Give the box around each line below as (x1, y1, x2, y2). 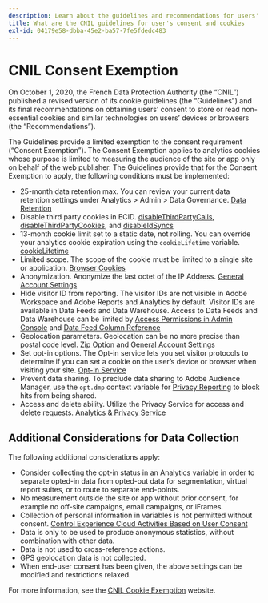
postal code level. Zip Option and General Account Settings (19, 340, 216, 349)
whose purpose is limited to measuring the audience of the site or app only (8, 154, 256, 164)
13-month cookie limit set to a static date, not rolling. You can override (19, 229, 251, 239)
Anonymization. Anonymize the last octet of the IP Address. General (19, 271, 244, 281)
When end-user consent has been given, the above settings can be (19, 561, 242, 571)
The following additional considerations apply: (8, 452, 161, 462)
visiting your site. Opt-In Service (19, 365, 126, 375)
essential (8, 113, 38, 123)
